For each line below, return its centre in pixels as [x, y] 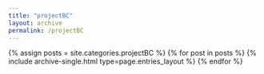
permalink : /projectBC [46, 30]
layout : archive [35, 23]
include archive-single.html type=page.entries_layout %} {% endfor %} [126, 61]
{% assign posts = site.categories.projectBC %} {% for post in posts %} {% [133, 53]
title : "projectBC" [41, 16]
